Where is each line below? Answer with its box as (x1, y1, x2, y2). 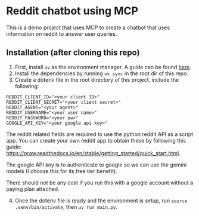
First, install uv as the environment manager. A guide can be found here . (14, 63, 192, 70)
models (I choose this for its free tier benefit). (6, 167, 117, 174)
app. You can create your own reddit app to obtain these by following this (6, 137, 186, 144)
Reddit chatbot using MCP (6, 4, 139, 18)
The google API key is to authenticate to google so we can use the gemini (6, 161, 186, 168)
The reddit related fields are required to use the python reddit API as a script (6, 130, 194, 138)
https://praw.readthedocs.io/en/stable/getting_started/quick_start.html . (6, 149, 181, 156)
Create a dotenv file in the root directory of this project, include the (14, 76, 179, 83)
